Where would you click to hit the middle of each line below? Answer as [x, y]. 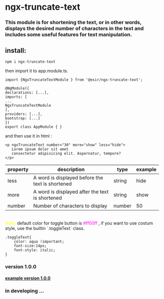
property [18, 169]
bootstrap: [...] [23, 118]
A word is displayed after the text [71, 191]
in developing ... [25, 291]
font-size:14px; [31, 246]
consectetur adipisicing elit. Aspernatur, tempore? [66, 153]
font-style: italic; [35, 250]
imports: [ [16, 97]
